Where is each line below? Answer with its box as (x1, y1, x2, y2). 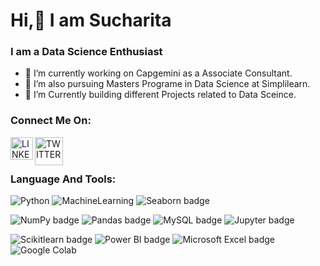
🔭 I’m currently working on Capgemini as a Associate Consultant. (24, 67, 293, 79)
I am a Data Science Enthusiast (10, 45, 163, 59)
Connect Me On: (10, 114, 92, 128)
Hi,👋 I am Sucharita (10, 9, 172, 32)
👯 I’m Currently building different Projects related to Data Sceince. (24, 89, 297, 101)
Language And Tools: (10, 172, 117, 186)
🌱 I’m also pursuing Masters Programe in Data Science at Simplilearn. (24, 78, 311, 90)
